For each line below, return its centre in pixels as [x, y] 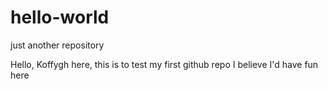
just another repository [57, 45]
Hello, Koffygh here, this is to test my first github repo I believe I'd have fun [164, 64]
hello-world [60, 17]
